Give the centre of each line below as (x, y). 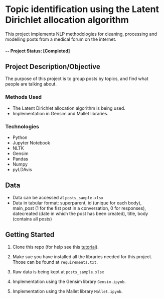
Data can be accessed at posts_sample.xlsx (58, 197)
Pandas (20, 159)
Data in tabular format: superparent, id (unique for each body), (77, 203)
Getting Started (30, 235)
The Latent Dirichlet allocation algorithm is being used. (69, 108)
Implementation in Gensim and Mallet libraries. (60, 113)
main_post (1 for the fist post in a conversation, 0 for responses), (79, 208)
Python (20, 137)
